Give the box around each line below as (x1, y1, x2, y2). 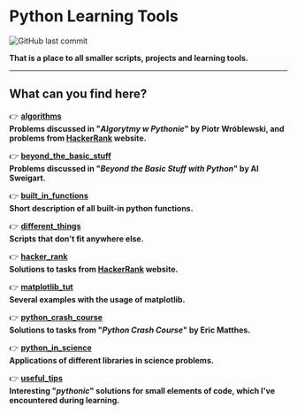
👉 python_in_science (9, 342, 93, 353)
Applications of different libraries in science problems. (9, 355, 214, 365)
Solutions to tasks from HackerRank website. (9, 264, 179, 274)
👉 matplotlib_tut (9, 281, 73, 292)
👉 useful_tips (9, 372, 64, 383)
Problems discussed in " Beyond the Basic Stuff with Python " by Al (9, 163, 259, 173)
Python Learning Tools (9, 6, 179, 27)
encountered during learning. (9, 395, 120, 405)
